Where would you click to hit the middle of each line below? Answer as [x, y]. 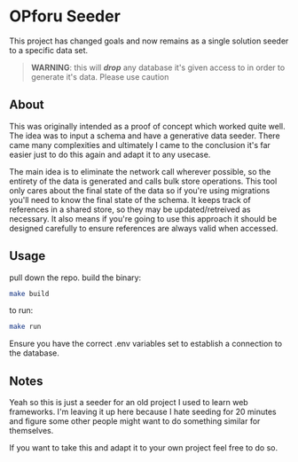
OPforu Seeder [65, 16]
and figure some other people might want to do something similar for [135, 421]
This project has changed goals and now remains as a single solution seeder [149, 41]
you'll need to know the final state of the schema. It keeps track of [130, 200]
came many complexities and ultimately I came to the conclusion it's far [140, 145]
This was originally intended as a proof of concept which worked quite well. [147, 126]
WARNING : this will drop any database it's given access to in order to [158, 67]
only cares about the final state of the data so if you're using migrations [140, 190]
